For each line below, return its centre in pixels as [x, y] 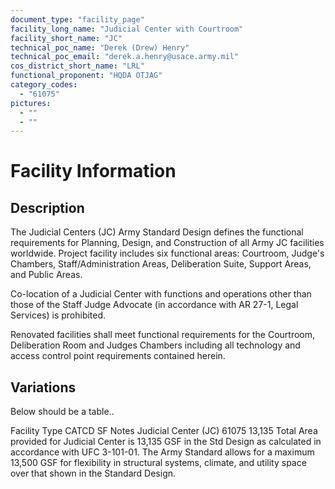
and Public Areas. [46, 275]
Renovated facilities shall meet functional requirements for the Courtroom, [163, 335]
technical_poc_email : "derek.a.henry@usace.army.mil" [125, 57]
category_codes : [44, 85]
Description [47, 207]
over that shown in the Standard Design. [93, 473]
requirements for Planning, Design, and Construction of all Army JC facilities [167, 243]
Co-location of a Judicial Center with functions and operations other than [161, 294]
